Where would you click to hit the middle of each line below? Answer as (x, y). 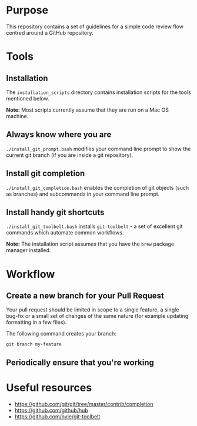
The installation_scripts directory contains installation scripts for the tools (98, 92)
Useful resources (49, 388)
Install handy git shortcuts (55, 212)
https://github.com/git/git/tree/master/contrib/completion (84, 404)
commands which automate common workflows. (65, 233)
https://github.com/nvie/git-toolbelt (57, 416)
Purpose (27, 10)
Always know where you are (59, 135)
